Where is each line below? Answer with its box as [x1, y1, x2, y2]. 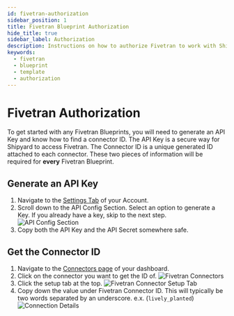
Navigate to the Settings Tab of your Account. [17, 196, 149, 205]
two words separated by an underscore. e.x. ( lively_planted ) [17, 294, 194, 302]
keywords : [7, 49, 36, 56]
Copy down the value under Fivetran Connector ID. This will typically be [17, 286, 224, 294]
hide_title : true [7, 29, 58, 37]
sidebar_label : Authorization [7, 36, 95, 43]
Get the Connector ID [7, 246, 101, 258]
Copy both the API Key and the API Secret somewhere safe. [17, 226, 189, 234]
